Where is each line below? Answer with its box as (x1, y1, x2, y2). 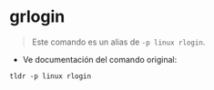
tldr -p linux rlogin (9, 71, 92, 81)
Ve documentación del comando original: (22, 54, 178, 65)
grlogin (9, 6, 66, 27)
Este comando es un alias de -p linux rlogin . (31, 36, 206, 47)
